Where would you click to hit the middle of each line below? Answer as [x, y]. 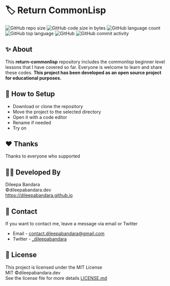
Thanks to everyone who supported [43, 156]
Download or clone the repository [48, 106]
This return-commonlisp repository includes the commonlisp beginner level [85, 62]
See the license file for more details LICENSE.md [56, 278]
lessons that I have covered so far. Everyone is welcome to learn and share [84, 67]
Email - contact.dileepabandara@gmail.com [59, 233]
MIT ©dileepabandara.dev [33, 272]
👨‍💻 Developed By [33, 172]
